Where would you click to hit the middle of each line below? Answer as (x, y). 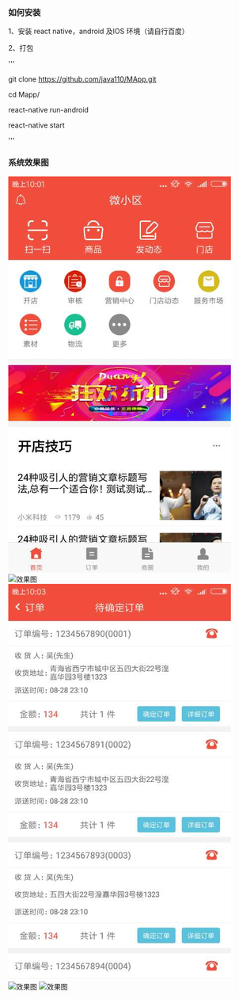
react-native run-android (49, 110)
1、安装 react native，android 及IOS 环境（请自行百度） (99, 31)
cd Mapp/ (24, 95)
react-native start (36, 125)
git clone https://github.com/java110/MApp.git (82, 79)
